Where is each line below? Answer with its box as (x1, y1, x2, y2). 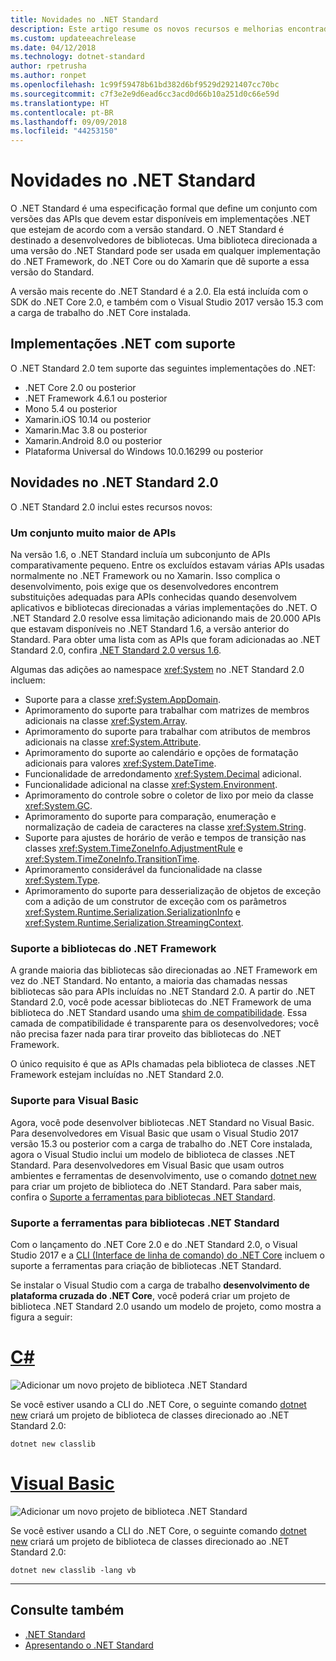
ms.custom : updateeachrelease (10, 33, 137, 43)
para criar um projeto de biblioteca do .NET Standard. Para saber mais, (10, 1180, 302, 1192)
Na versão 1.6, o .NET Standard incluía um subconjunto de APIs (10, 548, 271, 560)
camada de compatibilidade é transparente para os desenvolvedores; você (10, 1017, 320, 1030)
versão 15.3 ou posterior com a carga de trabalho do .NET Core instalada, (10, 1137, 313, 1150)
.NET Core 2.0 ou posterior (24, 381, 137, 393)
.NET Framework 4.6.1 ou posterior (24, 392, 168, 404)
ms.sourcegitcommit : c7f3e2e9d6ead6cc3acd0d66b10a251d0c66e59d (10, 89, 280, 99)
